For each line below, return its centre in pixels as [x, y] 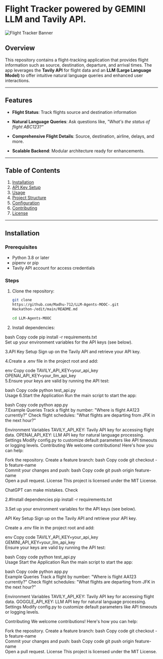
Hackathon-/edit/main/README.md [45, 309]
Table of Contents [33, 171]
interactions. [17, 80]
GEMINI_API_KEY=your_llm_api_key [40, 542]
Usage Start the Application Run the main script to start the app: [69, 562]
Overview [20, 48]
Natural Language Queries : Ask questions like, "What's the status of [81, 121]
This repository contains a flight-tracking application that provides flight [77, 60]
